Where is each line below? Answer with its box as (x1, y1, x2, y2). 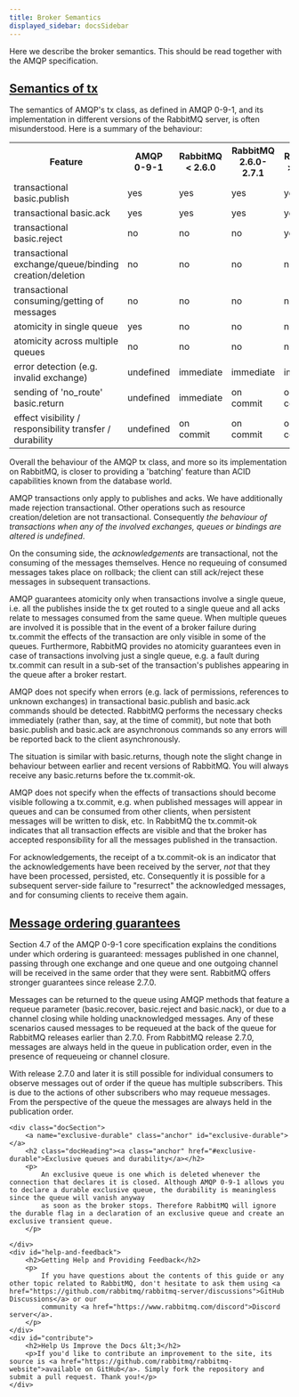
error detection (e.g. (13, 361, 98, 373)
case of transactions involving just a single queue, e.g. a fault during (9, 651, 260, 662)
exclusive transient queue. (9, 1217, 114, 1226)
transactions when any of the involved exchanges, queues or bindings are (9, 522, 282, 532)
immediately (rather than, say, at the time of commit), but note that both (9, 715, 271, 726)
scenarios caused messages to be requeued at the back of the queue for (9, 1023, 278, 1034)
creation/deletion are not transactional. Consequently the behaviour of (9, 512, 268, 523)
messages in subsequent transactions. (9, 576, 151, 588)
